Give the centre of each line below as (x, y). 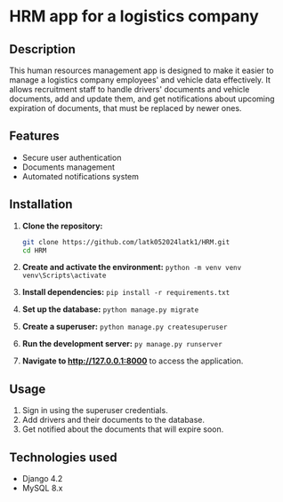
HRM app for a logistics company (134, 16)
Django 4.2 (42, 478)
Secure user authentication (72, 157)
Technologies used (63, 457)
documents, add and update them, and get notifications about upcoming (142, 99)
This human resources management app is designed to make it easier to (141, 70)
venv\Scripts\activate (64, 276)
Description (42, 49)
